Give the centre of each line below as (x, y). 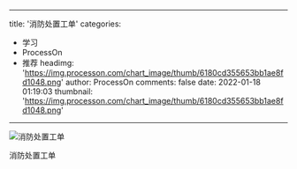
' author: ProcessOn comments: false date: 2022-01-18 (160, 82)
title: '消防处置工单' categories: (65, 24)
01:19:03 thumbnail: (57, 92)
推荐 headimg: (48, 63)
